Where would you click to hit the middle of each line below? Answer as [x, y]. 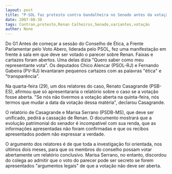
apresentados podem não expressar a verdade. [55, 134]
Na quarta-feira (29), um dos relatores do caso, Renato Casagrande [77, 86]
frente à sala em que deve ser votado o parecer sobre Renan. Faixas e [79, 55]
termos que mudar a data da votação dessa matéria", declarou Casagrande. [85, 102]
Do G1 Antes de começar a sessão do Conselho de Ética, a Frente [74, 43]
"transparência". [23, 76]
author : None [19, 29]
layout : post [19, 10]
